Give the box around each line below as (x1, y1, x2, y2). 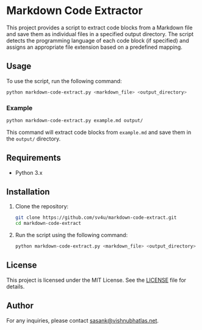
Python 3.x (15, 169, 43, 176)
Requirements (6, 153, 61, 163)
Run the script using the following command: (15, 232, 128, 239)
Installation (6, 187, 50, 197)
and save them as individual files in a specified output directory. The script (6, 30, 194, 37)
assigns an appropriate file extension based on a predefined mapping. (6, 43, 183, 51)
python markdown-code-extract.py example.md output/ (6, 117, 143, 123)
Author (6, 301, 34, 311)
